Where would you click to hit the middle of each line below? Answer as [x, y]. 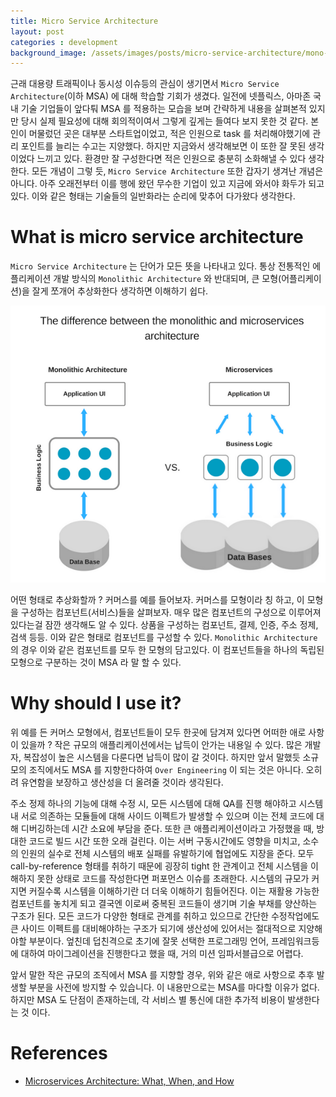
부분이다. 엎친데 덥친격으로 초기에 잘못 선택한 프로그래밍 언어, [149, 941]
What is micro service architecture [157, 237]
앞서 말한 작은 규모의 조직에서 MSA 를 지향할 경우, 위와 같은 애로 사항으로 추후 [162, 974]
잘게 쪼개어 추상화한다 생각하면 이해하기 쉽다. [120, 291]
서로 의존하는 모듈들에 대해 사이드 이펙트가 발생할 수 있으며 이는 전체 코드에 [167, 816]
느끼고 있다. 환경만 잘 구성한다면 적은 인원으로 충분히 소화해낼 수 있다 [171, 159]
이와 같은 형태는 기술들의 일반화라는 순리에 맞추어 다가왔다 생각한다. [163, 196]
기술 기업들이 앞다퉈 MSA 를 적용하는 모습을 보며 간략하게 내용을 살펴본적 [163, 109]
